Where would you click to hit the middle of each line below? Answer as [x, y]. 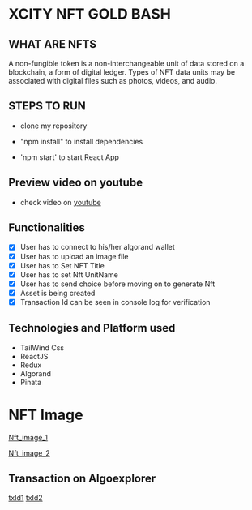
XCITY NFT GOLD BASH [90, 14]
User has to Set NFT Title [62, 265]
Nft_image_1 [28, 437]
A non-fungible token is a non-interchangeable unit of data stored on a [126, 63]
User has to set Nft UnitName [69, 274]
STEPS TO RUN [47, 106]
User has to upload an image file [74, 256]
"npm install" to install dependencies [81, 141]
